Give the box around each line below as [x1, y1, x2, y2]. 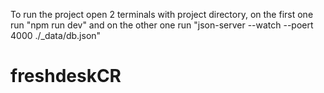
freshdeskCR [10, 65, 122, 88]
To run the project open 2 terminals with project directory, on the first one [10, 9, 314, 20]
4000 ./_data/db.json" [10, 30, 102, 41]
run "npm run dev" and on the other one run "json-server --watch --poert [10, 19, 314, 31]
